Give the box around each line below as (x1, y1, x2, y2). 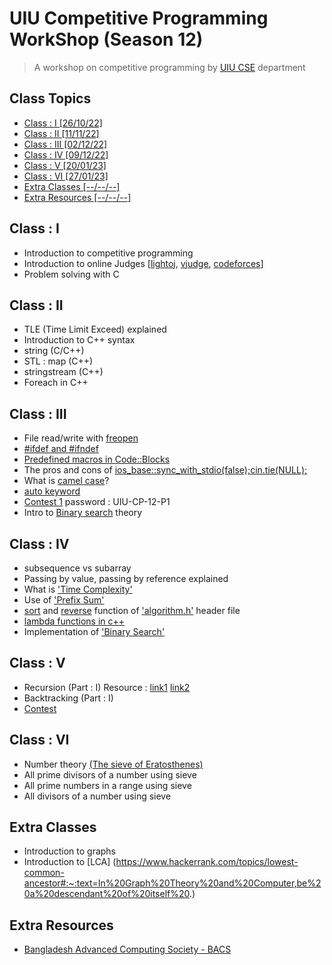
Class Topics (9, 90, 92, 107)
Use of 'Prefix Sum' (23, 594, 105, 606)
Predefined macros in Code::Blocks (23, 453, 171, 466)
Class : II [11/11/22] (23, 127, 100, 139)
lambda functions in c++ (23, 615, 126, 627)
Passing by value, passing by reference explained (23, 573, 229, 584)
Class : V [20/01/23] (23, 159, 107, 171)
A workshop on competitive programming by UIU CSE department (33, 61, 306, 73)
